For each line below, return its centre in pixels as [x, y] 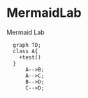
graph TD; [27, 45]
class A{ [25, 51]
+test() [30, 57]
